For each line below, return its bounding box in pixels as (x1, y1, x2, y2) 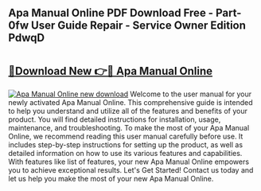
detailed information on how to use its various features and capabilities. (8, 149, 243, 158)
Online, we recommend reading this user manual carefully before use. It (8, 131, 243, 141)
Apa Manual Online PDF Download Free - (8, 6, 213, 20)
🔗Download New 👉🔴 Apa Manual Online (8, 64, 213, 78)
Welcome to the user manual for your (130, 89, 252, 99)
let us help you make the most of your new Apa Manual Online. (8, 174, 214, 183)
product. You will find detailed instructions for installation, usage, (8, 115, 221, 124)
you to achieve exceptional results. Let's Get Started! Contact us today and (8, 166, 254, 174)
